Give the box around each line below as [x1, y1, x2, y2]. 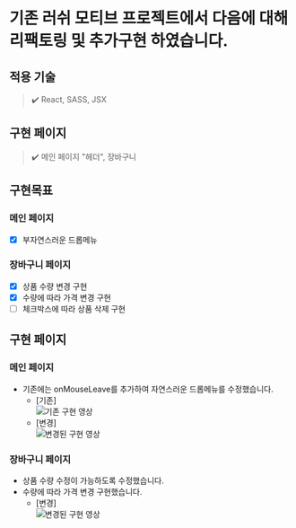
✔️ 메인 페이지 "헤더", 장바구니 [30, 151, 137, 162]
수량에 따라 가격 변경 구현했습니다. [22, 487, 143, 497]
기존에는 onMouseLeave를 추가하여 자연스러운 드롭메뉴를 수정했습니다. [22, 383, 274, 394]
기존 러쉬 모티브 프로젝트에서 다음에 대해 [9, 8, 289, 29]
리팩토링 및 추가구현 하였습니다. [9, 31, 229, 51]
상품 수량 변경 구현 [22, 280, 88, 292]
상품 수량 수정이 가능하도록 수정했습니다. [22, 475, 164, 486]
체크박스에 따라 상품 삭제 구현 [22, 303, 126, 314]
